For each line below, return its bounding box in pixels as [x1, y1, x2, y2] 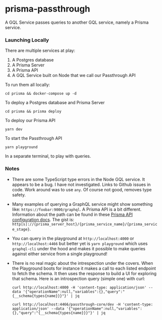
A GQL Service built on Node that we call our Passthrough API [12, 73, 136, 78]
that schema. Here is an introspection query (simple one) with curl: [12, 275, 145, 281]
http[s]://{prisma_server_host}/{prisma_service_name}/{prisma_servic [12, 222, 158, 227]
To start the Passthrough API [5, 136, 62, 141]
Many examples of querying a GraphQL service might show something [12, 201, 153, 207]
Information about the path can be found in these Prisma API [12, 212, 133, 217]
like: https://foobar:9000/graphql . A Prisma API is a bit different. [12, 206, 142, 212]
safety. [12, 192, 26, 198]
